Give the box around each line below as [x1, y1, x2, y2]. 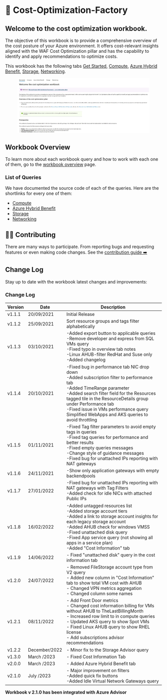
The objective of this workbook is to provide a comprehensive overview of [5, 37, 158, 43]
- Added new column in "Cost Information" [66, 575, 155, 581]
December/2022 [28, 647, 63, 653]
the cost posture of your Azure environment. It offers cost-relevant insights [5, 43, 159, 49]
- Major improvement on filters [66, 668, 130, 674]
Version [7, 304, 24, 310]
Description [100, 304, 126, 310]
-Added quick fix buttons [66, 673, 118, 679]
